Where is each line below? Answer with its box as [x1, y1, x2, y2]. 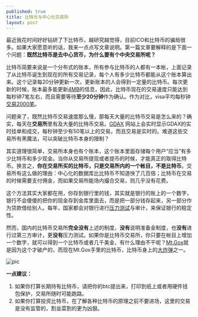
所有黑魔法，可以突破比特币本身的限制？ [11, 135, 110, 142]
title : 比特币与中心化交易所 [6, 14, 69, 20]
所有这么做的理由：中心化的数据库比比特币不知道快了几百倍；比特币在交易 [11, 170, 192, 177]
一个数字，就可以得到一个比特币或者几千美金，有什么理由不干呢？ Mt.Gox [6, 239, 184, 246]
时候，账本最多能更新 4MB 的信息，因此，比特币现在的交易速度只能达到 [16, 86, 188, 93]
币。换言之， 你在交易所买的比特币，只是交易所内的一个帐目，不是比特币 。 [6, 163, 187, 170]
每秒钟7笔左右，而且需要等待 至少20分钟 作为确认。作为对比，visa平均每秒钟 [6, 93, 191, 100]
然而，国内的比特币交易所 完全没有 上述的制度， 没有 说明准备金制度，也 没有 [6, 224, 187, 232]
